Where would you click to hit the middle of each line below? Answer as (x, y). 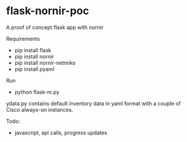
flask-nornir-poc (48, 11)
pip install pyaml (35, 69)
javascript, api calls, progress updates (61, 133)
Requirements (23, 38)
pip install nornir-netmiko (45, 63)
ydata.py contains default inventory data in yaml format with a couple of (93, 103)
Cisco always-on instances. (40, 109)
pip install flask (33, 50)
